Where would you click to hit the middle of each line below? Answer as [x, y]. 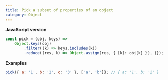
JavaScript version [26, 29]
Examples [16, 63]
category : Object [24, 15]
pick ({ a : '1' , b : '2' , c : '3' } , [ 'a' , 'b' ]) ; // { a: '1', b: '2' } [82, 72]
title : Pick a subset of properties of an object [59, 10]
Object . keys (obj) [33, 44]
